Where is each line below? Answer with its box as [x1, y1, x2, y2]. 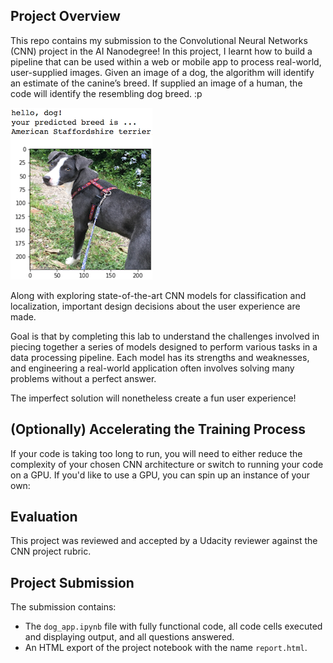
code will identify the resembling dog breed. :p [10, 87, 203, 99]
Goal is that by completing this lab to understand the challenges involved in [10, 330, 320, 342]
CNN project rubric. [10, 545, 92, 558]
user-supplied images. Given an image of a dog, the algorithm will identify [10, 66, 315, 78]
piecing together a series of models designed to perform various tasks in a [10, 340, 318, 353]
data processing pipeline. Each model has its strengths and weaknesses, [10, 351, 310, 363]
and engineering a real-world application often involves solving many [10, 362, 295, 374]
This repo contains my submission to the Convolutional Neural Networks [10, 34, 308, 46]
